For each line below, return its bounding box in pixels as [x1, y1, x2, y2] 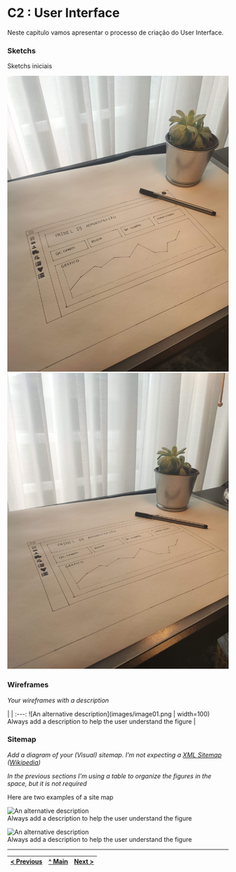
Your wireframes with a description [7, 696, 110, 704]
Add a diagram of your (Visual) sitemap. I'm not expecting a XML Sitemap [7, 750, 222, 759]
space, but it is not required [7, 779, 87, 787]
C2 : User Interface [7, 5, 120, 21]
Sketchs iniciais [7, 62, 53, 70]
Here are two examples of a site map [7, 792, 114, 801]
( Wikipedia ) [7, 758, 41, 766]
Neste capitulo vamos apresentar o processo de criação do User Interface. [7, 28, 224, 37]
